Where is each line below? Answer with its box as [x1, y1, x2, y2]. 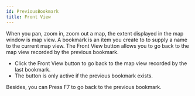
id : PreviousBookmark [6, 8, 59, 15]
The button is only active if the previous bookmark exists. [14, 72, 153, 79]
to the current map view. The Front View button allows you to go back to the [6, 42, 189, 49]
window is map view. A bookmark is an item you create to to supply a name [6, 36, 187, 43]
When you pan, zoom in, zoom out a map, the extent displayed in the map [6, 30, 184, 37]
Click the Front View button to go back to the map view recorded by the [14, 59, 187, 67]
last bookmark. [14, 66, 51, 73]
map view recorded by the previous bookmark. [6, 48, 119, 55]
